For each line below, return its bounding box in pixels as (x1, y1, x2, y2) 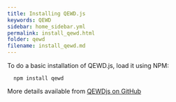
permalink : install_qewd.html (7, 29, 96, 37)
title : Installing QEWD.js (7, 10, 86, 17)
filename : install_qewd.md (7, 42, 86, 49)
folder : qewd (7, 36, 45, 43)
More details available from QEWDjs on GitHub (7, 87, 142, 95)
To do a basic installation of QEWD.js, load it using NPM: (7, 62, 169, 69)
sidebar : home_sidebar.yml (7, 23, 86, 30)
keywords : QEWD (7, 17, 52, 24)
